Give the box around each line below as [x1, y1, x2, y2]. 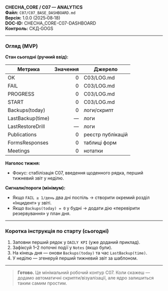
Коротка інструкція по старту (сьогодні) [5, 227, 109, 234]
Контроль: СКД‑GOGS [5, 25, 53, 31]
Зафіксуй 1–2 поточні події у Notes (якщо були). [12, 244, 112, 250]
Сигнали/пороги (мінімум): [5, 185, 66, 191]
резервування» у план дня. [12, 210, 71, 216]
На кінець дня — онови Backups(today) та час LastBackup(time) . [12, 249, 147, 255]
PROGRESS [7, 90, 35, 97]
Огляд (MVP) [5, 42, 38, 49]
